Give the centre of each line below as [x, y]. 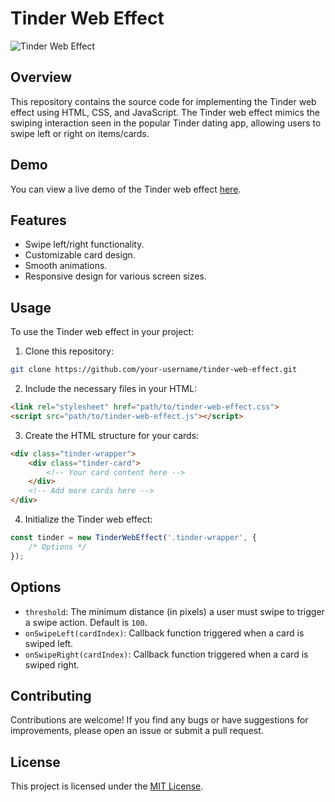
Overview [41, 77]
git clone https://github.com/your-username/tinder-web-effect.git [154, 370]
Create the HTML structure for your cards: [112, 435]
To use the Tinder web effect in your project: [102, 332]
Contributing [51, 695]
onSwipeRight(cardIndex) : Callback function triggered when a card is [166, 654]
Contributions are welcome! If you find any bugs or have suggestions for [159, 720]
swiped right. [52, 664]
